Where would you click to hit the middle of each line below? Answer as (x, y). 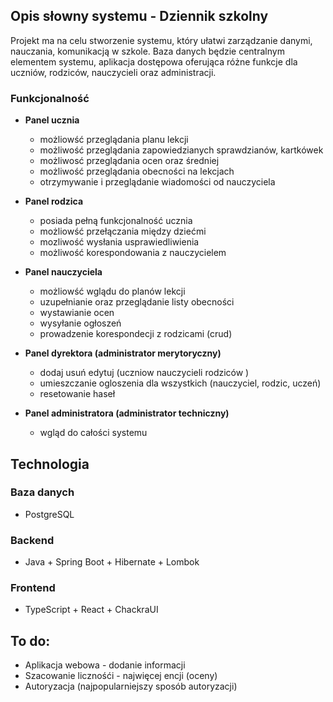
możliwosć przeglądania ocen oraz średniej (129, 161)
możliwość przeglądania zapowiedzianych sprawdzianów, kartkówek (181, 150)
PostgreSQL (49, 514)
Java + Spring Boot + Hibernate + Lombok (112, 562)
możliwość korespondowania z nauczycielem (133, 253)
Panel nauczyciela (63, 272)
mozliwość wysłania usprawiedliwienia (119, 242)
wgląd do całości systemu (93, 433)
